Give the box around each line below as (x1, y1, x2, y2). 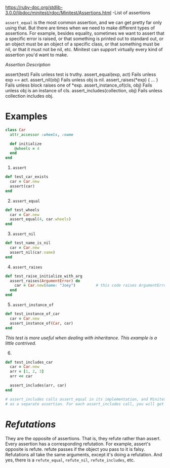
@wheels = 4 (14, 146, 39, 151)
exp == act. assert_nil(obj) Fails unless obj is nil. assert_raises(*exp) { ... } (5, 77, 158, 83)
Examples (5, 111, 48, 122)
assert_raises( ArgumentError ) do (10, 278, 80, 283)
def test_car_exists (5, 174, 49, 179)
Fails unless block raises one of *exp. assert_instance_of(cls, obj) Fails (5, 82, 153, 88)
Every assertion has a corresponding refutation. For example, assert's (5, 441, 151, 447)
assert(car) (10, 183, 35, 189)
